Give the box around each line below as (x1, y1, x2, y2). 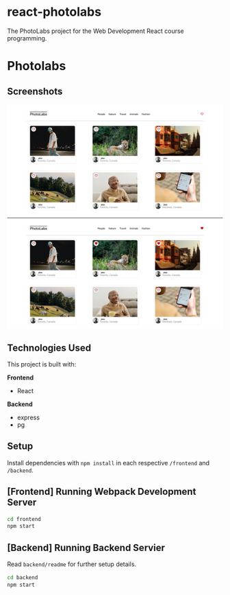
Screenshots (7, 85, 63, 97)
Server (7, 497, 37, 509)
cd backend (7, 574, 38, 581)
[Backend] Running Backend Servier (7, 541, 166, 553)
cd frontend (7, 515, 41, 522)
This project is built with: (7, 360, 77, 368)
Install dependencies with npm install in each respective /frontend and (7, 458, 210, 467)
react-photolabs (7, 4, 101, 20)
